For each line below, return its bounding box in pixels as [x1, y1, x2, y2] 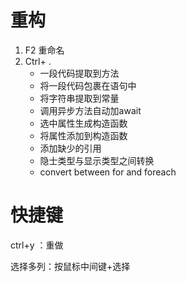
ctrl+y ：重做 [10, 239, 64, 251]
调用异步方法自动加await [39, 104, 142, 116]
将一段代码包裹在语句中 [39, 79, 137, 91]
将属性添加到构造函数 [39, 129, 128, 141]
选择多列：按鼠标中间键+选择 [10, 260, 131, 272]
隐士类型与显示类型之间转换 [39, 154, 155, 166]
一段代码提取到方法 [39, 67, 120, 79]
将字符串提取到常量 [39, 92, 120, 104]
